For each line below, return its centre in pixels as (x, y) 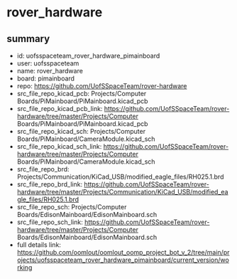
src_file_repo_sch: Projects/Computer (72, 207)
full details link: (39, 245)
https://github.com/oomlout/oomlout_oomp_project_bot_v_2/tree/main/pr (123, 252)
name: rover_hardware (50, 71)
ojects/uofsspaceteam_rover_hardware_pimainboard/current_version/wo (123, 260)
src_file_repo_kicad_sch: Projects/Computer (81, 131)
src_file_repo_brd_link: (50, 184)
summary (28, 39)
